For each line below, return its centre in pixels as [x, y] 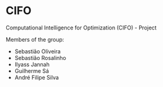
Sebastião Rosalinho [40, 58]
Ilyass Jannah [32, 64]
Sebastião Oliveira [37, 51]
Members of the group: [35, 39]
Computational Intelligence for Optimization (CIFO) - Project [81, 28]
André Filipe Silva [37, 77]
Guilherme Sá [32, 70]
